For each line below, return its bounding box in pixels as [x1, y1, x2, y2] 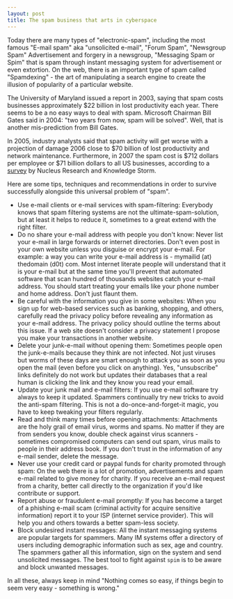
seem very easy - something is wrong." [7, 584, 120, 592]
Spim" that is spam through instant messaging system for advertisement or [7, 58, 223, 66]
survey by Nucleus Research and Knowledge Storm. [7, 166, 156, 175]
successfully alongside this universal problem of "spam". [7, 187, 170, 195]
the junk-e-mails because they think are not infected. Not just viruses [17, 349, 216, 357]
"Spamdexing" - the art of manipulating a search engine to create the [7, 72, 206, 81]
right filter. [17, 223, 47, 231]
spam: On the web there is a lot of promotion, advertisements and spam [17, 467, 224, 475]
